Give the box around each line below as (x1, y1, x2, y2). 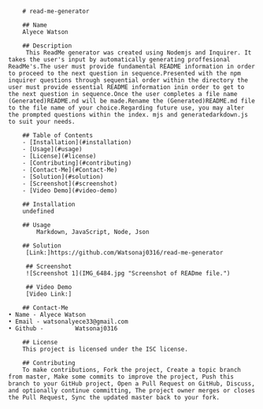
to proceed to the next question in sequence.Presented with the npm (8, 69, 242, 77)
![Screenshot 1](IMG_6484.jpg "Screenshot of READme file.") (25, 270, 231, 277)
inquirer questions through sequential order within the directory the (8, 76, 248, 84)
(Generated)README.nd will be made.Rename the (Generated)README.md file (8, 97, 256, 105)
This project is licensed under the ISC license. (22, 345, 189, 353)
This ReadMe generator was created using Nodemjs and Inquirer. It (25, 49, 252, 57)
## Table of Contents (22, 132, 93, 139)
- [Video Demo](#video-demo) (22, 187, 118, 195)
